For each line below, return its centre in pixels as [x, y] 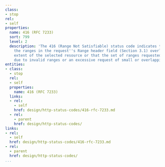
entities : [15, 64]
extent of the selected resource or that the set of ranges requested [88, 55]
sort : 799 [19, 37]
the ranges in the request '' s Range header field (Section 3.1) [81, 51]
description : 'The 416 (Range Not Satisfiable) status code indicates [83, 46]
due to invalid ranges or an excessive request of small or [77, 60]
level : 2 [18, 42]
